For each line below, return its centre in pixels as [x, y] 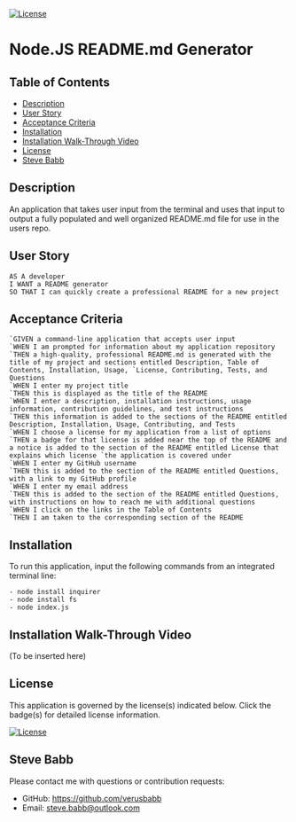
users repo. [30, 228]
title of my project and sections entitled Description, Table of [134, 363]
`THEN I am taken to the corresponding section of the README [126, 518]
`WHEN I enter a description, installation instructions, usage [130, 402]
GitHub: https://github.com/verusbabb [92, 798]
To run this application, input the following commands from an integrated [142, 567]
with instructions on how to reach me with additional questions [132, 502]
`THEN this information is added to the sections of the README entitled [148, 417]
